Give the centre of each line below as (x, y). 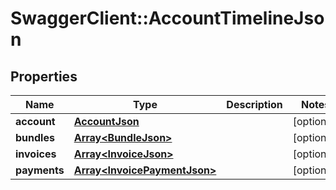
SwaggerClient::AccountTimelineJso (167, 18)
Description (254, 104)
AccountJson (106, 121)
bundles (35, 137)
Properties (44, 76)
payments (40, 170)
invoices (36, 154)
